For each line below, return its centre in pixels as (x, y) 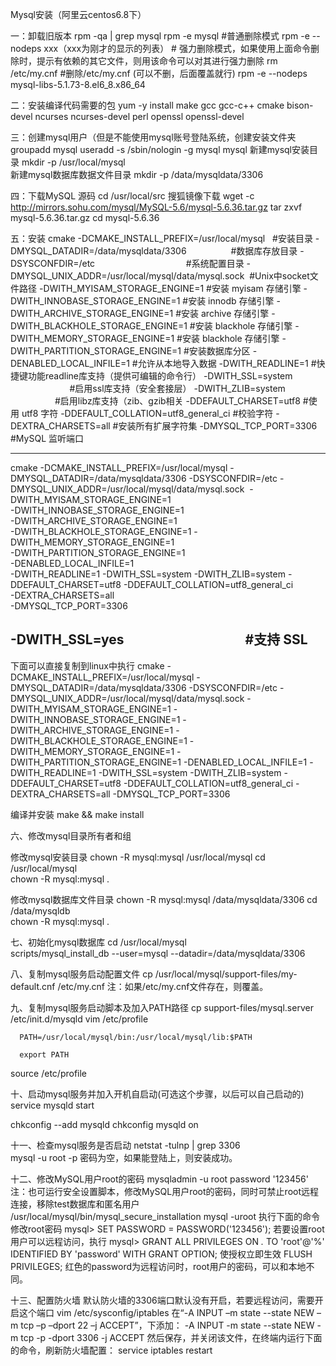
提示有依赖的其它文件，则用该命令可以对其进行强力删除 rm (157, 61)
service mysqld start (52, 1105)
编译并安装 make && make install (77, 814)
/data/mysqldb (40, 910)
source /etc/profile (49, 1073)
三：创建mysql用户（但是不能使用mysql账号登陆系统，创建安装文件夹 (153, 137)
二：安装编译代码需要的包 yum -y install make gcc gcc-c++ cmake (147, 105)
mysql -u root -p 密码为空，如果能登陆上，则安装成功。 (124, 1157)
